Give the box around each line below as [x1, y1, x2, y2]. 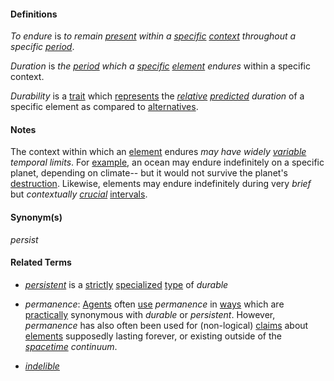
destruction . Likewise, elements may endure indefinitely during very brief [10, 178, 312, 190]
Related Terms [10, 256, 72, 269]
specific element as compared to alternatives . [10, 101, 199, 113]
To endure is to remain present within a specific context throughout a [10, 30, 297, 42]
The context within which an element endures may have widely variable [10, 146, 307, 158]
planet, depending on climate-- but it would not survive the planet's [10, 167, 288, 179]
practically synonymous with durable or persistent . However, [24, 308, 276, 320]
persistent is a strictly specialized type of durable [24, 278, 229, 290]
